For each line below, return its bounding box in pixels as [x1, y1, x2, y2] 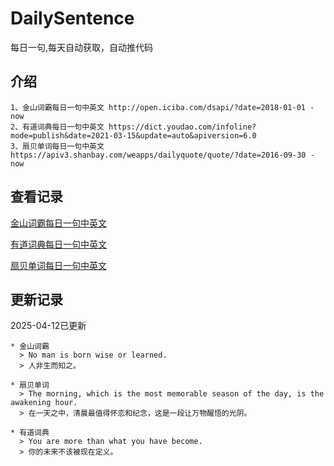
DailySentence [10, 7, 135, 30]
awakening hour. [10, 398, 78, 408]
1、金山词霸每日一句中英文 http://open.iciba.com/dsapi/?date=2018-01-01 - [10, 102, 315, 112]
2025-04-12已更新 [10, 320, 87, 332]
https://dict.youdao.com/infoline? [108, 122, 257, 132]
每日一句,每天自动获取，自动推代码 [10, 41, 154, 53]
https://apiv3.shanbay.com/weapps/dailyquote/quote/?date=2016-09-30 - [10, 150, 315, 160]
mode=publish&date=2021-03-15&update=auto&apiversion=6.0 [10, 130, 257, 141]
